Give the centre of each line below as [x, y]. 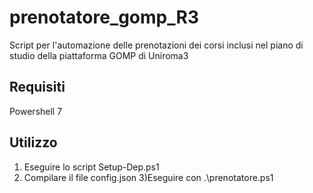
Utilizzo [33, 142]
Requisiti [37, 87]
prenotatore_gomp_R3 [104, 17]
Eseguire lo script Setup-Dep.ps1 [91, 167]
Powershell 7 [36, 111]
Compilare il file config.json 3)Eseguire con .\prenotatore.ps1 [148, 177]
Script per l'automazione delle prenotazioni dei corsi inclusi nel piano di [156, 45]
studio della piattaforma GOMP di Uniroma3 [99, 55]
